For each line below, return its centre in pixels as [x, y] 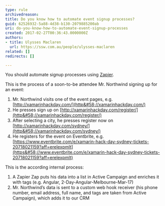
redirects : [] [20, 56]
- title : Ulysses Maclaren [33, 42]
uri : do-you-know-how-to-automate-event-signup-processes [67, 28]
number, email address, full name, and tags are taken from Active [79, 193]
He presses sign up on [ [37, 110]
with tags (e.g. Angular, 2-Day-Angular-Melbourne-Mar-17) [73, 182]
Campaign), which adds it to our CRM [51, 198]
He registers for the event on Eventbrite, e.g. [58, 136]
